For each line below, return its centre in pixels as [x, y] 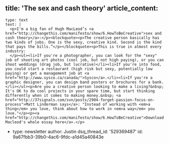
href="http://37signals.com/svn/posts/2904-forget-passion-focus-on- [80, 100]
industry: [16, 51]
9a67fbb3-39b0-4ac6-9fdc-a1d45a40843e [58, 137]
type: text [17, 20]
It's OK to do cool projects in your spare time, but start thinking [80, 91]
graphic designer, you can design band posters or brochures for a [78, 82]
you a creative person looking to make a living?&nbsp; [104, 86]
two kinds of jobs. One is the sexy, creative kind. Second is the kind [83, 42]
